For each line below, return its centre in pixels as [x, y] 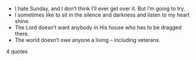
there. [22, 34]
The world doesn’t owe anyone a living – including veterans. [87, 40]
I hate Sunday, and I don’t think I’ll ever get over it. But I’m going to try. [100, 9]
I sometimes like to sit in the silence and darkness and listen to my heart [102, 15]
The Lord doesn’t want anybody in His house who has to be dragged [98, 27]
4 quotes [17, 52]
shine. [22, 21]
